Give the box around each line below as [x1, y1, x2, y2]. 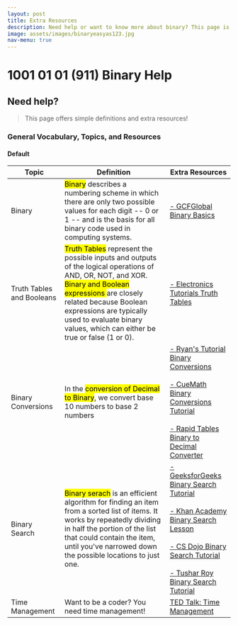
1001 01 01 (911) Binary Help [7, 67, 172, 84]
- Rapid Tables [169, 424, 220, 434]
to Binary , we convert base [64, 393, 154, 402]
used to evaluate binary [64, 315, 143, 325]
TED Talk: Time [169, 597, 220, 607]
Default [7, 150, 30, 158]
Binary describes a [64, 179, 127, 189]
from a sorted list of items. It [64, 506, 158, 516]
